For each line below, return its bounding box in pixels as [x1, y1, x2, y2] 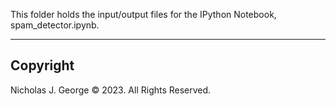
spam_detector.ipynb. [10, 19, 100, 31]
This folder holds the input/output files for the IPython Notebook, [10, 9, 277, 20]
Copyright [10, 57, 75, 74]
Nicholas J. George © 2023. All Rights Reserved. [10, 84, 212, 96]
